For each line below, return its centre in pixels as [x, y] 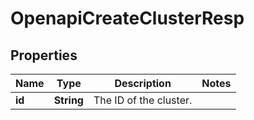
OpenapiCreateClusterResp [127, 18]
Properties [44, 55]
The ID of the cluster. [143, 100]
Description [143, 83]
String [68, 100]
